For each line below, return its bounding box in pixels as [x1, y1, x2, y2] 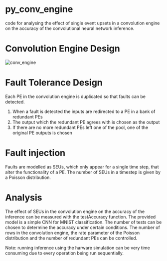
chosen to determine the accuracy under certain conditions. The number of [5, 224, 161, 230]
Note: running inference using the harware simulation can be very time [5, 244, 151, 250]
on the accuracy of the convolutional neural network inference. [5, 25, 135, 31]
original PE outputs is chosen [12, 129, 72, 135]
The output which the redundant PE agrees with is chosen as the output [12, 119, 160, 125]
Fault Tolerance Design [5, 77, 103, 88]
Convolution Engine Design [5, 43, 121, 54]
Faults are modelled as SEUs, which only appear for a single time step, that [5, 163, 159, 169]
